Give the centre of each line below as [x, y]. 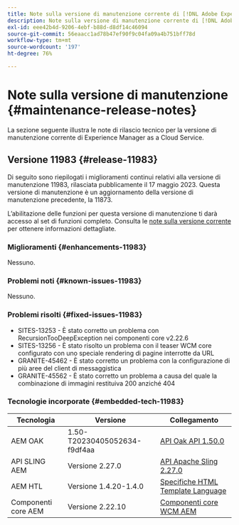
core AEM [27, 511]
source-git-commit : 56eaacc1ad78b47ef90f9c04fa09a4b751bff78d [101, 34]
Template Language [193, 490]
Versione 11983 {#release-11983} [83, 160]
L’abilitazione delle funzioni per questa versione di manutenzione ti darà [112, 213]
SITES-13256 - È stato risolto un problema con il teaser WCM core [115, 345]
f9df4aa [81, 450]
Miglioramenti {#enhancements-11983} [77, 247]
